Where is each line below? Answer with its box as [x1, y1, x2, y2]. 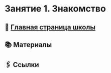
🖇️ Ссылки [5, 60, 39, 69]
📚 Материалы [5, 40, 52, 49]
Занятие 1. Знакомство [5, 3, 106, 14]
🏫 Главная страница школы [5, 23, 96, 31]
